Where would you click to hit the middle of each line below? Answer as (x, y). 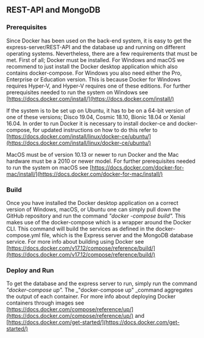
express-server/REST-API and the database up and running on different (96, 47)
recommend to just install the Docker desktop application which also (92, 66)
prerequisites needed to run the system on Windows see (77, 92)
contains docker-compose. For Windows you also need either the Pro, (94, 73)
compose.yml (23, 235)
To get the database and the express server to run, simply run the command (102, 284)
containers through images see (45, 303)
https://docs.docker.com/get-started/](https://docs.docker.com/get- (94, 322)
